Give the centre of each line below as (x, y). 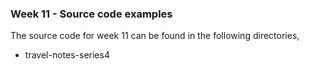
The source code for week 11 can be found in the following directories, (155, 36)
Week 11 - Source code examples (91, 14)
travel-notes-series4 (67, 55)
